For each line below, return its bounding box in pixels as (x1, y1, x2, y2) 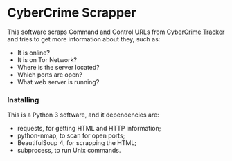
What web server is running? (17, 77, 100, 86)
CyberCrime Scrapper (7, 5, 136, 21)
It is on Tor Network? (17, 55, 78, 64)
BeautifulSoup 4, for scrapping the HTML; (17, 139, 137, 147)
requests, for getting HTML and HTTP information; (17, 124, 161, 133)
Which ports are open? (17, 70, 83, 79)
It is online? (17, 48, 51, 57)
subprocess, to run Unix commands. (17, 146, 121, 155)
